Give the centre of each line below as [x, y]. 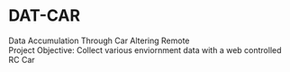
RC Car [22, 59]
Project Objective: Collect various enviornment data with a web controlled [145, 49]
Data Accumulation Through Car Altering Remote [99, 40]
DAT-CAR [45, 16]
